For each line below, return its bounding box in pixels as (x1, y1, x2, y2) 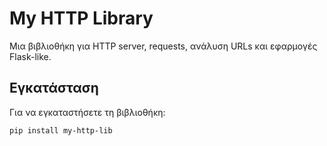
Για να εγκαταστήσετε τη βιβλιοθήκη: (9, 106, 166, 118)
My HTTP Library (9, 7, 154, 30)
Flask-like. (9, 50, 52, 62)
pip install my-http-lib (9, 125, 113, 136)
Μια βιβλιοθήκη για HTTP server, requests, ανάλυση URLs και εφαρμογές (9, 40, 318, 52)
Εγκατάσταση (9, 80, 99, 97)
